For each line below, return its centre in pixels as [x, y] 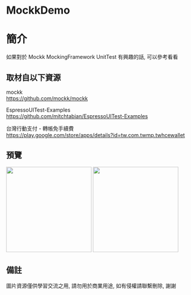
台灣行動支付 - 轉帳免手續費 [40, 128]
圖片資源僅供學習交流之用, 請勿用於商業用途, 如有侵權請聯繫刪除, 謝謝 [91, 286]
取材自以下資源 [34, 77]
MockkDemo [38, 10]
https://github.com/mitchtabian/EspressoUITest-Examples [77, 116]
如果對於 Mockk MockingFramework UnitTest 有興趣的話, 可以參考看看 [92, 57]
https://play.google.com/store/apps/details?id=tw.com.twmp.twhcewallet [95, 135]
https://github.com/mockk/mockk [47, 98]
